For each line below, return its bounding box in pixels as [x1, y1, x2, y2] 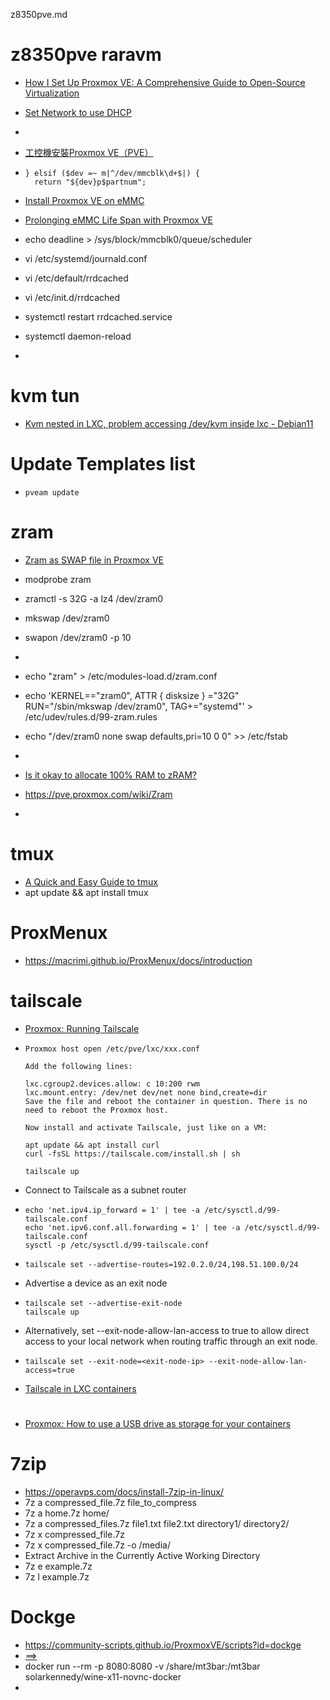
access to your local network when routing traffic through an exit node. [24, 1335, 318, 1347]
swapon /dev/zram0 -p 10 [24, 631, 132, 643]
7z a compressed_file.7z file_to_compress [24, 1496, 198, 1508]
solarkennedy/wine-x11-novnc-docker [24, 1670, 182, 1683]
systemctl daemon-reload [24, 330, 132, 342]
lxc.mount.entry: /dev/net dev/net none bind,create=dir [24, 1087, 268, 1098]
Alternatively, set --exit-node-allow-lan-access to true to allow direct [24, 1324, 310, 1336]
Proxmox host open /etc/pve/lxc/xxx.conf [24, 1044, 200, 1054]
